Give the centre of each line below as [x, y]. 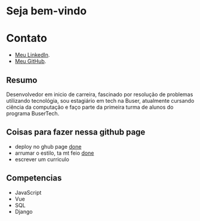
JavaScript [28, 192]
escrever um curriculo [42, 159]
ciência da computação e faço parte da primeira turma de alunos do [90, 107]
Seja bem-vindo [47, 11]
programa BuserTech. [33, 113]
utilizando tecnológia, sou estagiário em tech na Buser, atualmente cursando [100, 100]
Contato [27, 39]
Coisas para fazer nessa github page [76, 132]
